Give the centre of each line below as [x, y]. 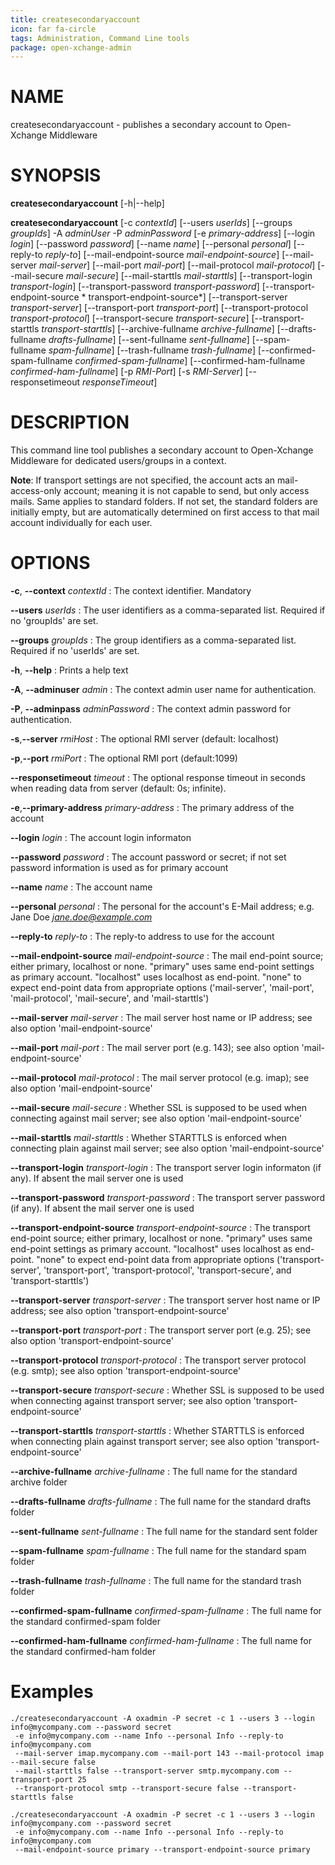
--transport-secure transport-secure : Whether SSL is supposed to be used [167, 1390]
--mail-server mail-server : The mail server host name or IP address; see [161, 1017]
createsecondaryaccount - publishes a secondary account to [136, 125]
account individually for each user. [81, 523]
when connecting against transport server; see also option [131, 1400]
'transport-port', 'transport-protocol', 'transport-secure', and [167, 1270]
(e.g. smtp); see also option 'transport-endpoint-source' [126, 1370]
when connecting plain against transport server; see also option [142, 1441]
